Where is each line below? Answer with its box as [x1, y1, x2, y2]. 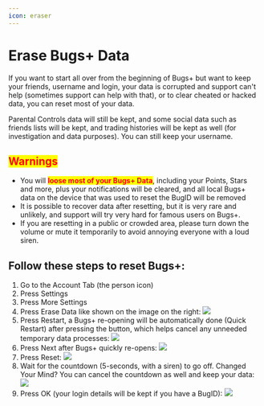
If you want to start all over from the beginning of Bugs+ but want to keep [8, 73, 251, 83]
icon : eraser [8, 11, 52, 20]
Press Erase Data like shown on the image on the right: [19, 307, 201, 317]
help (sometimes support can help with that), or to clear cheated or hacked [8, 90, 257, 100]
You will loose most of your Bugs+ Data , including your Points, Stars [19, 176, 247, 186]
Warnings [8, 154, 59, 168]
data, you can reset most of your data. [8, 98, 135, 109]
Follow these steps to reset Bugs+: [8, 259, 185, 273]
